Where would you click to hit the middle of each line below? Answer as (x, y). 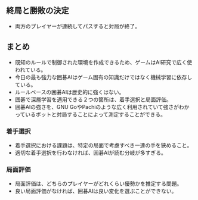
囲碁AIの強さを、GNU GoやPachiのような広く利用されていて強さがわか (102, 107)
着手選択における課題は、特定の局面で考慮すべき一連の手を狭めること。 (103, 145)
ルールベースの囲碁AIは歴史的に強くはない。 (69, 92)
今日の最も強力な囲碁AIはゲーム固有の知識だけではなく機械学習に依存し (103, 77)
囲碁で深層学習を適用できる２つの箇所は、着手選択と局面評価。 (93, 99)
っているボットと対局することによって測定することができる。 (90, 114)
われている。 (30, 70)
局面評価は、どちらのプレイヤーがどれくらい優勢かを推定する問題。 (98, 184)
